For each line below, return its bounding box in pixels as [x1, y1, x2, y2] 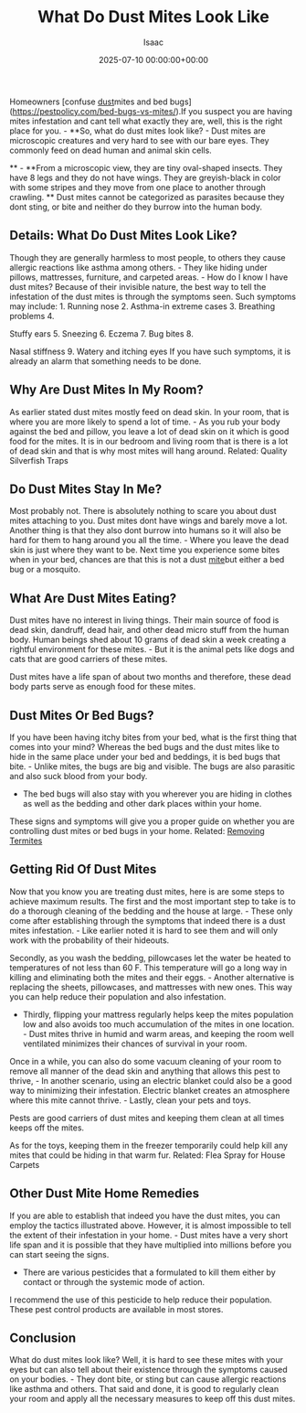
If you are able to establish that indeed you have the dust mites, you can [9, 1210, 280, 1221]
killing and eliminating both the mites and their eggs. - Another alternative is [9, 971, 295, 982]
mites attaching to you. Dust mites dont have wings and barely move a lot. [9, 515, 288, 527]
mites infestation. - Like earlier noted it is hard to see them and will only [9, 925, 279, 936]
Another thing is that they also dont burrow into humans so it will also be [9, 525, 281, 536]
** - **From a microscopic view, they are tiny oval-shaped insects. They [9, 162, 283, 173]
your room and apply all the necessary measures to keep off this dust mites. [9, 1393, 296, 1405]
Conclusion [9, 1331, 77, 1346]
